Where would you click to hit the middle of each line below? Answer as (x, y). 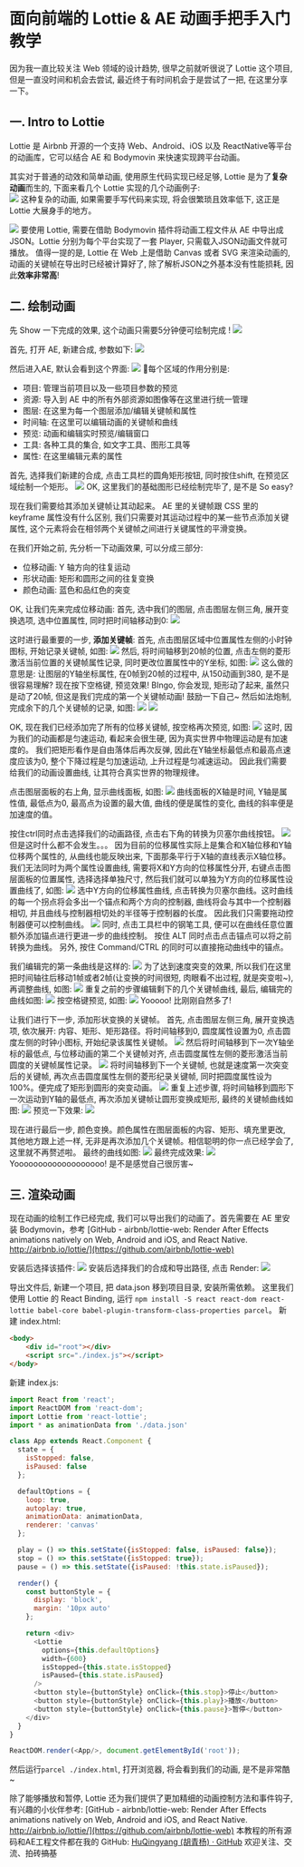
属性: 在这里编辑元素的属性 (72, 455)
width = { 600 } (65, 1658)
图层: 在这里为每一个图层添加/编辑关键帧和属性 (109, 410)
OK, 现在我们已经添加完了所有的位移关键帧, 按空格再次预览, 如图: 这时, (146, 727)
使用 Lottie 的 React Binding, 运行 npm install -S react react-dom (133, 1299)
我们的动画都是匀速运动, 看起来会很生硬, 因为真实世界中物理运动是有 (144, 738)
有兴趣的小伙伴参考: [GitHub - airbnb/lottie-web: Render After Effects (138, 1810)
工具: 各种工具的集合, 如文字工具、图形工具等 (106, 445)
